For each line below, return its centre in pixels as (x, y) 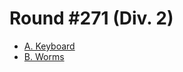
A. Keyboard (49, 46)
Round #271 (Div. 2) (91, 18)
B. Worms (44, 56)
